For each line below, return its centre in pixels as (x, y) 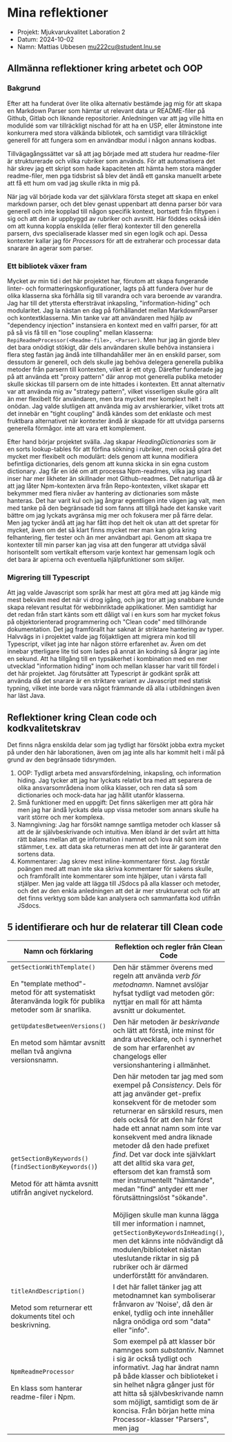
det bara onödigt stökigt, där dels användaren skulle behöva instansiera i (110, 347)
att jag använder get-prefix (157, 1093)
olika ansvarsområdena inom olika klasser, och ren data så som (107, 788)
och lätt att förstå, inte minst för (164, 1030)
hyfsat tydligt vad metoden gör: (164, 993)
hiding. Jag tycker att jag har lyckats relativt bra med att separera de (114, 780)
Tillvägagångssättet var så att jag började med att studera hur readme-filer (113, 153)
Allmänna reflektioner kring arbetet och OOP (105, 68)
